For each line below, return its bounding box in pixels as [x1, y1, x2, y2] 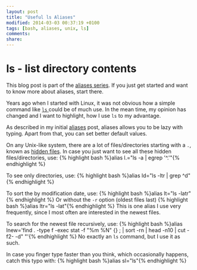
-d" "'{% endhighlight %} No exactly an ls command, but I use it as [15, 233, 180, 240]
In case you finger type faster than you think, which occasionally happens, [6, 250, 189, 258]
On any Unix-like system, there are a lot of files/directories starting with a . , [6, 141, 192, 149]
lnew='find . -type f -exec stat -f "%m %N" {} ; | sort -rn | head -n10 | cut [6, 227, 186, 234]
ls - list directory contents [6, 62, 137, 76]
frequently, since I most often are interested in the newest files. [6, 209, 161, 216]
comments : [6, 31, 31, 37]
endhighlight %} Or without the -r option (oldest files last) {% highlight [14, 196, 189, 203]
